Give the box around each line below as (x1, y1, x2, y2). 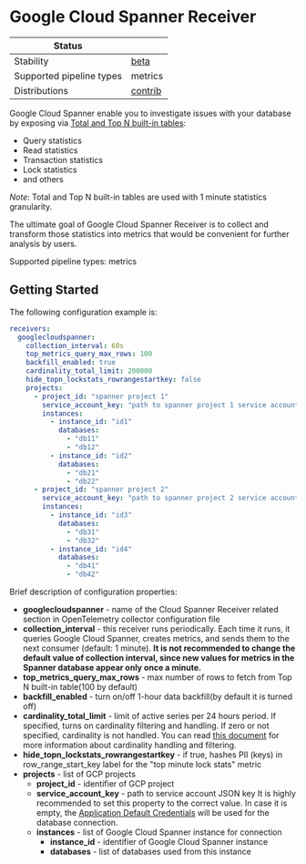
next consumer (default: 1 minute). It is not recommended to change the (22, 643, 296, 653)
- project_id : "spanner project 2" (33, 485, 169, 494)
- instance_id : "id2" (49, 451, 132, 460)
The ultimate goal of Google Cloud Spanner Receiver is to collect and (9, 219, 269, 230)
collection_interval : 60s (25, 341, 125, 350)
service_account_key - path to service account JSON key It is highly (36, 788, 296, 798)
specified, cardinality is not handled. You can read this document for (22, 730, 280, 740)
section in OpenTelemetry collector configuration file (22, 613, 220, 624)
